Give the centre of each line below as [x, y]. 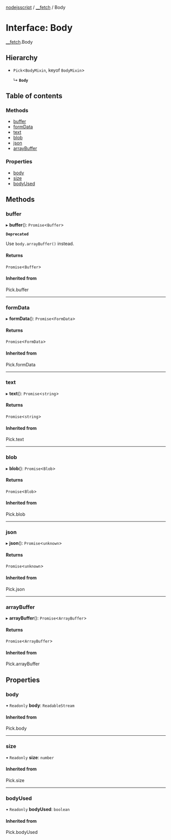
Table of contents [34, 96]
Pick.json [15, 589]
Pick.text [15, 440]
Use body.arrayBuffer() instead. [40, 244]
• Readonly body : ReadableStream [40, 705]
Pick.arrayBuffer [23, 664]
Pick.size [15, 780]
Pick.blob [15, 514]
